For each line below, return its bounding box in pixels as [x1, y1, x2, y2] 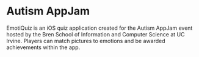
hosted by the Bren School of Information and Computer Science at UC [6, 30, 185, 38]
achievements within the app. [6, 44, 81, 51]
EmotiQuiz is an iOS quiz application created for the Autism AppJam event [6, 24, 193, 32]
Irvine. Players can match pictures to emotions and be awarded [6, 37, 165, 44]
